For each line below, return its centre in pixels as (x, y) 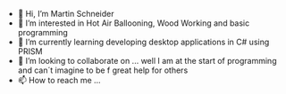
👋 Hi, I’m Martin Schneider (66, 14)
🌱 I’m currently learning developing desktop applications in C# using (143, 42)
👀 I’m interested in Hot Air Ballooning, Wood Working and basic (134, 23)
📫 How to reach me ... (59, 80)
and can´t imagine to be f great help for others (103, 70)
